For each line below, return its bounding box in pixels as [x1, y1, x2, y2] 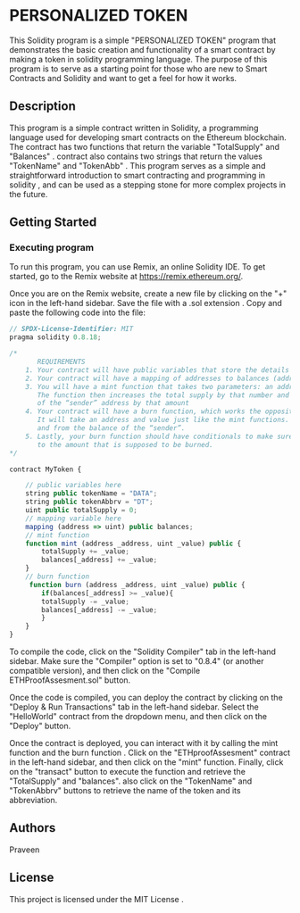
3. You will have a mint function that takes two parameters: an [25, 382, 274, 391]
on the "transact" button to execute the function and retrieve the [9, 767, 246, 777]
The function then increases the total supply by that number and [37, 390, 290, 400]
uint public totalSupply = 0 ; [25, 506, 138, 515]
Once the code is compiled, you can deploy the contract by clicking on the [9, 693, 283, 703]
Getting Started [9, 215, 97, 230]
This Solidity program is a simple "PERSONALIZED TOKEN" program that [9, 35, 277, 46]
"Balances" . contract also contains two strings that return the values [9, 151, 263, 162]
